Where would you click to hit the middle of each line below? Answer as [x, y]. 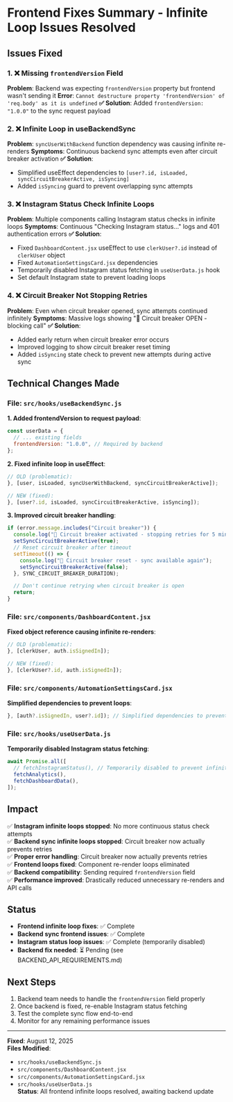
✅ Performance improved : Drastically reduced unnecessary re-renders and [116, 880]
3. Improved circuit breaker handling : [62, 516]
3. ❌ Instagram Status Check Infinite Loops [81, 205]
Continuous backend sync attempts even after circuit [142, 152]
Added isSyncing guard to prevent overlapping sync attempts [105, 186]
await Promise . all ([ [37, 762]
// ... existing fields [48, 438]
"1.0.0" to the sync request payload [59, 111]
